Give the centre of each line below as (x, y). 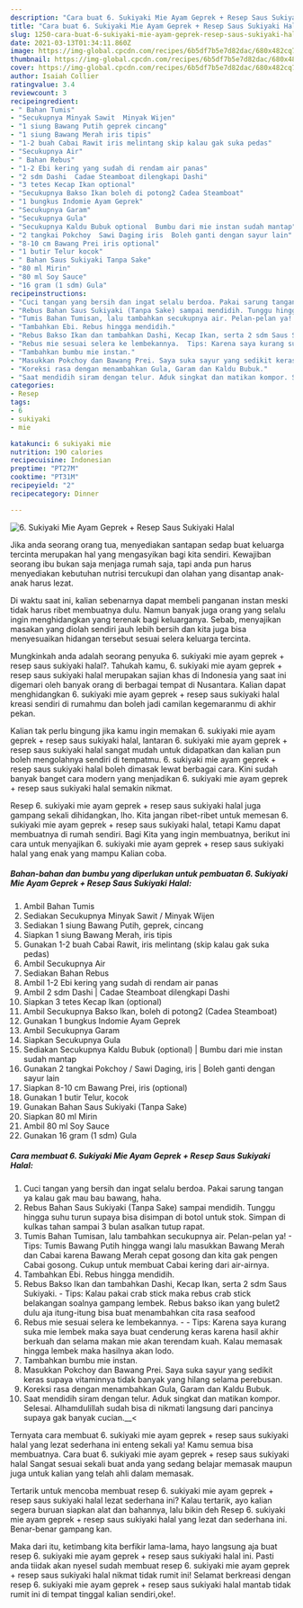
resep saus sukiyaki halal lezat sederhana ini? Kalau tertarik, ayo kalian (141, 1500)
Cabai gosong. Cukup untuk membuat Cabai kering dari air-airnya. (146, 1264)
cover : (22, 68)
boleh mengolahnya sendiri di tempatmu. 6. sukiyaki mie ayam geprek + (143, 759)
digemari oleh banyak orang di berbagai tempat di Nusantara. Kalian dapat (148, 684)
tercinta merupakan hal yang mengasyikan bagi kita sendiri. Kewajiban (141, 554)
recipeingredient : (45, 101)
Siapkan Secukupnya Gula (71, 1040)
